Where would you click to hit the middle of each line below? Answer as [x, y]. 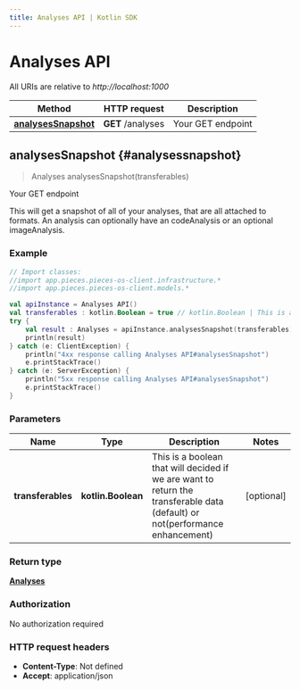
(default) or [175, 512]
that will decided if [190, 468]
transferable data [187, 502]
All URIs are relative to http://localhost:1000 [89, 87]
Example [29, 254]
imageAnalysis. [37, 230]
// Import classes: [46, 272]
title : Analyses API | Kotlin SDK [74, 17]
